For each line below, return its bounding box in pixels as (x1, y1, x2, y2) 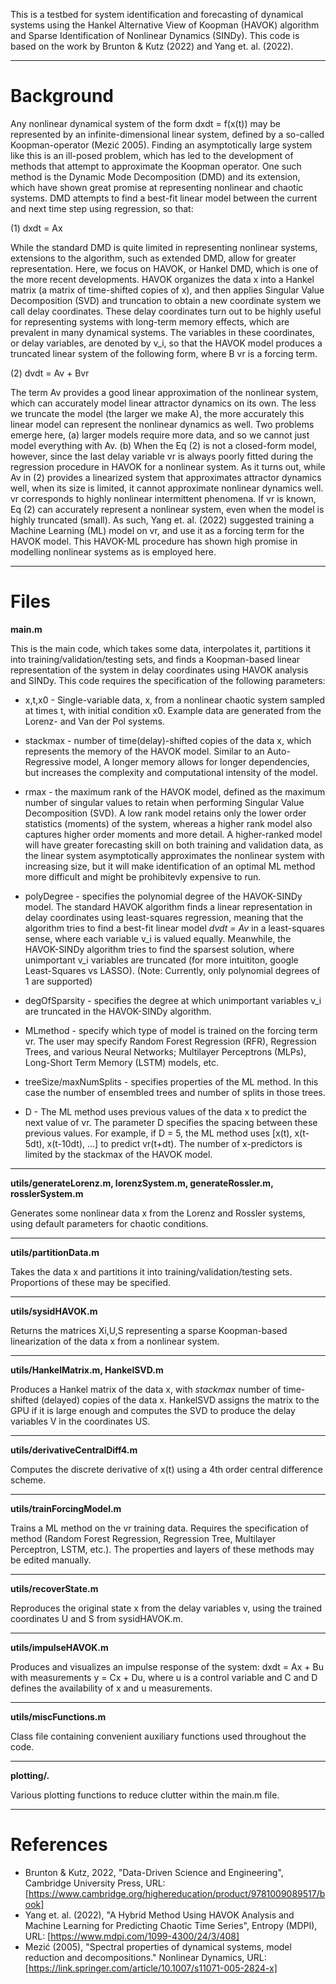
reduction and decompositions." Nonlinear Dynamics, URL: (24, 1951, 267, 1963)
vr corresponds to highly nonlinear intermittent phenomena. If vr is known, (10, 492, 317, 504)
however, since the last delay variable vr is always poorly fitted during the (10, 450, 314, 462)
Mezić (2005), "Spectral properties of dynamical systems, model (24, 1940, 292, 1953)
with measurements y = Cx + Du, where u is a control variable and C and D (10, 1671, 318, 1683)
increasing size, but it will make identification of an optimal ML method (24, 860, 316, 872)
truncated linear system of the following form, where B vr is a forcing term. (10, 347, 318, 359)
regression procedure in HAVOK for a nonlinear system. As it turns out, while (10, 460, 326, 473)
